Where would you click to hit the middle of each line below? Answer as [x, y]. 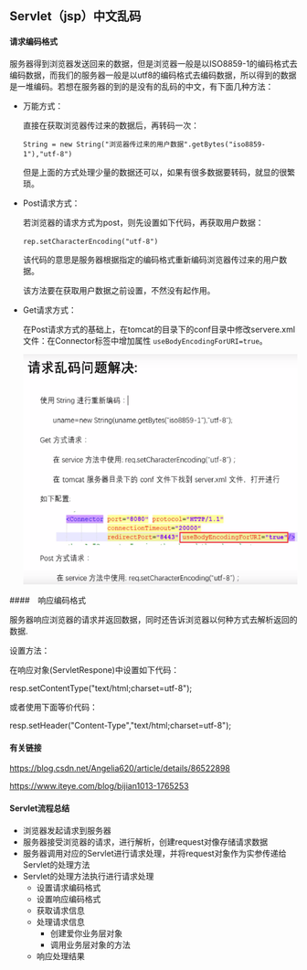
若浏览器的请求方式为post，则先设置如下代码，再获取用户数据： [143, 222]
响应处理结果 [60, 956]
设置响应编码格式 [69, 899]
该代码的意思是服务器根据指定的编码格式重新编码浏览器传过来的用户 [151, 260]
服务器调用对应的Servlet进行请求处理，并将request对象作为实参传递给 [154, 853]
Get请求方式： [49, 310]
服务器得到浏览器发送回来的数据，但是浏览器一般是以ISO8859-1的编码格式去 [153, 63]
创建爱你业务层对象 [86, 933]
